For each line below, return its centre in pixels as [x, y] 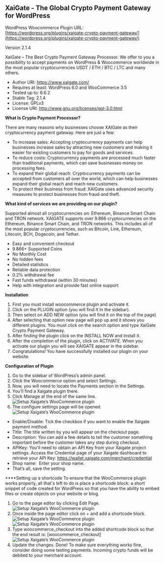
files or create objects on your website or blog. [52, 493]
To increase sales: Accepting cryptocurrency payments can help [77, 142]
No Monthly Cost [29, 254]
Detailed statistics [30, 264]
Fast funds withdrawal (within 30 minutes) [55, 280]
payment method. [30, 427]
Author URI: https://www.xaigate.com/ [50, 82]
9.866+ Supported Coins [37, 249]
